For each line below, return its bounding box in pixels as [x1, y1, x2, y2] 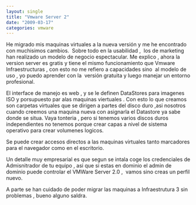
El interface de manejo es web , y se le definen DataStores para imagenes [6, 90, 185, 97]
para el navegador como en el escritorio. [6, 145, 104, 152]
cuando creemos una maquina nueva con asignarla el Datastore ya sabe [6, 108, 181, 115]
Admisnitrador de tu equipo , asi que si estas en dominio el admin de [6, 162, 172, 169]
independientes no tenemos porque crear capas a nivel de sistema [6, 121, 167, 128]
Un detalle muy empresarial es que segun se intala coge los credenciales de [6, 156, 191, 163]
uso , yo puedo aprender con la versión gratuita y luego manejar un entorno [6, 72, 191, 79]
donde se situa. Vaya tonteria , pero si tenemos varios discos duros [6, 115, 169, 122]
